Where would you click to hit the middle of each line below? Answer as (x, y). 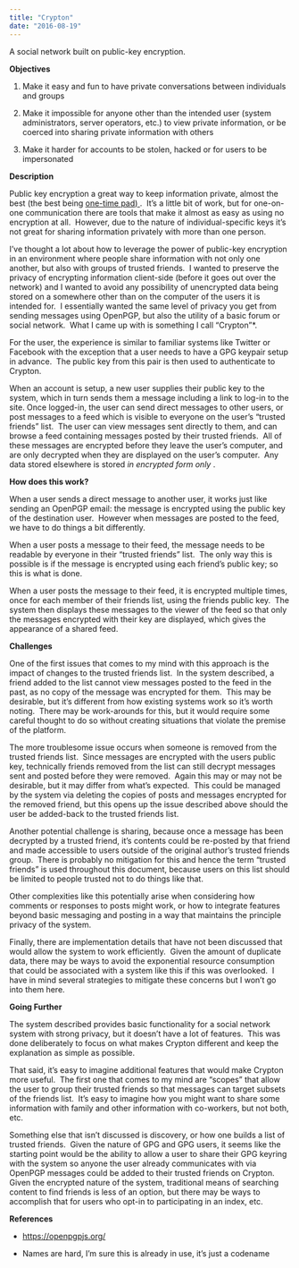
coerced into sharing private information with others (118, 132)
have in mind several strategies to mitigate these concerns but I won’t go (143, 980)
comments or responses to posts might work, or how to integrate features (145, 906)
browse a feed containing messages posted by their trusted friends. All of (146, 436)
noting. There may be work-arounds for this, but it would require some (140, 711)
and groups (43, 96)
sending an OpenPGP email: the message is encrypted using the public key (147, 508)
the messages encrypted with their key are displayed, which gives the (137, 619)
